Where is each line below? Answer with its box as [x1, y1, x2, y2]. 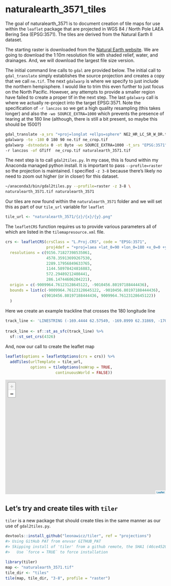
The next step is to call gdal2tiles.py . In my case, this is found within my [5, 157, 159, 163]
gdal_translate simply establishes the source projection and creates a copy [5, 72, 165, 78]
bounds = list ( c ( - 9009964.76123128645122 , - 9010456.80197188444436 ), [10, 288, 160, 293]
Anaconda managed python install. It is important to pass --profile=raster [5, 162, 163, 169]
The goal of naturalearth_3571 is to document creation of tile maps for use [5, 20, 160, 26]
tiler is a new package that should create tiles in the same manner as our [5, 518, 161, 524]
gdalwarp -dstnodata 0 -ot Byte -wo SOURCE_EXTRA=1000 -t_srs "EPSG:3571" [5, 143, 167, 148]
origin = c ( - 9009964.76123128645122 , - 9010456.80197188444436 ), [10, 283, 149, 288]
